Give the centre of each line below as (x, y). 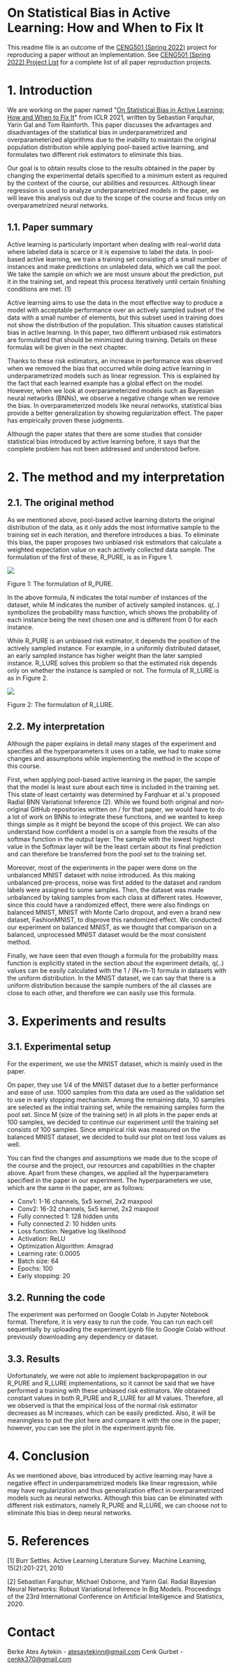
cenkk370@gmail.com (39, 1659)
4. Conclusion (48, 1456)
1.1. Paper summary (50, 227)
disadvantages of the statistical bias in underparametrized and (97, 132)
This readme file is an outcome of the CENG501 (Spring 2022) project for (112, 47)
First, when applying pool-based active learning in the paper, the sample (112, 779)
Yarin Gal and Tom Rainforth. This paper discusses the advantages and (109, 125)
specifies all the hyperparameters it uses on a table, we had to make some (114, 751)
